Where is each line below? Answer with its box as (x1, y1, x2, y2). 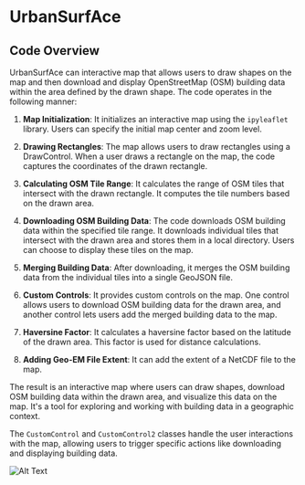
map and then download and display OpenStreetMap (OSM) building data (9, 77, 286, 88)
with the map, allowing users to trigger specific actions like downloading (9, 438, 281, 448)
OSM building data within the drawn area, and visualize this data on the (9, 391, 278, 402)
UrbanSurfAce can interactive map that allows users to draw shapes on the (9, 67, 292, 78)
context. (9, 411, 41, 421)
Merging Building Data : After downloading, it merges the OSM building (22, 262, 290, 273)
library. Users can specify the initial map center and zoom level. (22, 123, 262, 134)
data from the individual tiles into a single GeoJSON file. (22, 272, 233, 282)
